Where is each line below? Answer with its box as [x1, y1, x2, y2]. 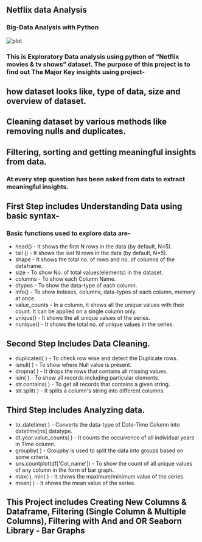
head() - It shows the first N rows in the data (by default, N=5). [15, 243, 172, 250]
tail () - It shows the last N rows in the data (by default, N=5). [15, 250, 168, 257]
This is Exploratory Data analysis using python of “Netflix [6, 52, 179, 60]
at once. [15, 295, 37, 302]
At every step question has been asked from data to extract [6, 175, 186, 183]
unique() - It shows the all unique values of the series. [15, 314, 151, 322]
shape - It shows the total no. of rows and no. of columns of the [15, 256, 175, 263]
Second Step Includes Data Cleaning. [6, 338, 150, 349]
